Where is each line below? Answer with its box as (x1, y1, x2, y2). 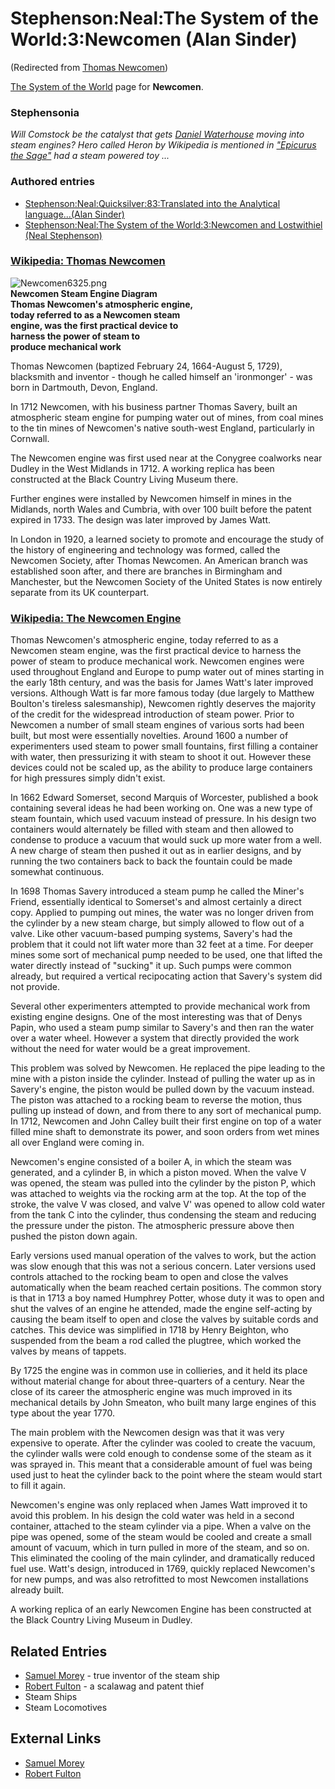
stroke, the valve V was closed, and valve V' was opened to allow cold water (10, 1198, 326, 1211)
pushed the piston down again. (10, 1230, 138, 1242)
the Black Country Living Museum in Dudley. (10, 1614, 193, 1626)
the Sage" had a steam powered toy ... (10, 150, 170, 162)
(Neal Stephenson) (24, 229, 103, 241)
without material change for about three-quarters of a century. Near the (10, 1375, 306, 1387)
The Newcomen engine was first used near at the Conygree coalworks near (10, 452, 323, 464)
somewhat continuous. (10, 866, 105, 878)
